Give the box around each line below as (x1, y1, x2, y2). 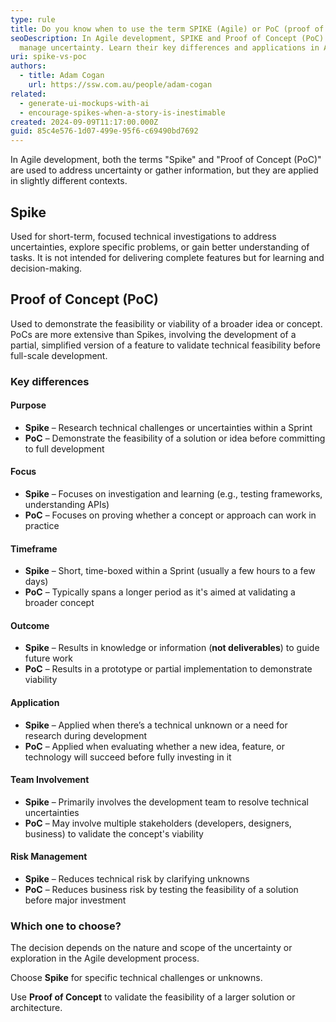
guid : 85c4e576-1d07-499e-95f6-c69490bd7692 (10, 126, 199, 136)
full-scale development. (10, 349, 108, 361)
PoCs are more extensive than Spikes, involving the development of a (10, 328, 297, 340)
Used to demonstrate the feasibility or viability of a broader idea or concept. (10, 317, 323, 330)
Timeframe (10, 542, 58, 555)
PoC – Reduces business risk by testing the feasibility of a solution (24, 884, 299, 896)
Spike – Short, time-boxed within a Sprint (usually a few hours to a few (24, 565, 316, 577)
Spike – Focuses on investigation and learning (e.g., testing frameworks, (24, 488, 323, 500)
